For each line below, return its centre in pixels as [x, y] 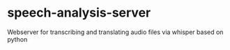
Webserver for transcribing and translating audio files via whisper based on [115, 32]
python [17, 39]
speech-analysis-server [79, 13]
